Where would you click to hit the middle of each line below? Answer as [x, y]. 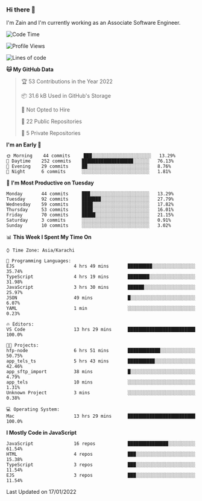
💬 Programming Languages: [39, 261]
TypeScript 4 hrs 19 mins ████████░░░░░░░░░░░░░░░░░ [101, 277]
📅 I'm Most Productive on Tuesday [50, 183]
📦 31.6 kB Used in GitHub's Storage [66, 96]
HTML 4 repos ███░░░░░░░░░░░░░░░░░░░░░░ [101, 455]
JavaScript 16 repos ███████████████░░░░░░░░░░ [101, 444]
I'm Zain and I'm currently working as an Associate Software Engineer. [93, 23]
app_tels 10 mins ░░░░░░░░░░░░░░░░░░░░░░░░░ [101, 382]
